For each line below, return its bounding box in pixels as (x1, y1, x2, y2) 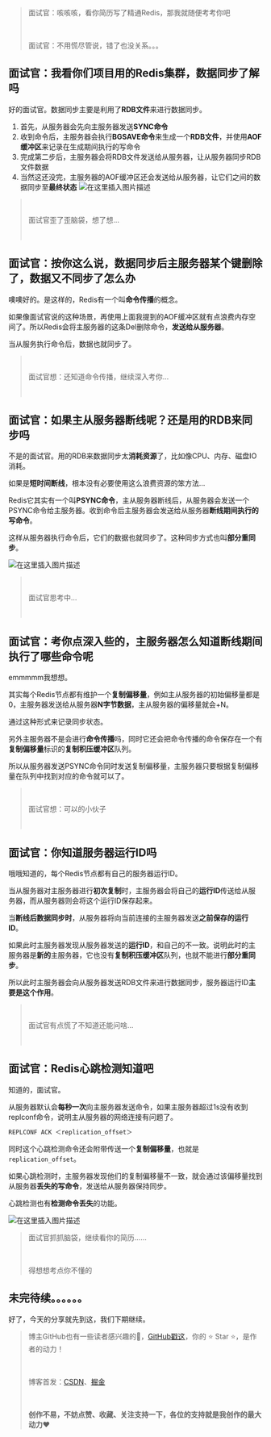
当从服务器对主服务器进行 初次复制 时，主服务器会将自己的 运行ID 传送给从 (8, 886, 249, 896)
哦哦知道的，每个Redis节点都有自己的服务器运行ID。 (8, 869, 183, 879)
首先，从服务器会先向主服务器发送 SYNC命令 (19, 121, 169, 132)
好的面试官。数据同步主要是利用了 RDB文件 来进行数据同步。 (8, 104, 207, 114)
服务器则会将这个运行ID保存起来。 (43, 896, 157, 906)
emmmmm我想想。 (8, 673, 73, 683)
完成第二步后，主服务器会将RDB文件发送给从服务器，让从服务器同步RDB (19, 152, 261, 161)
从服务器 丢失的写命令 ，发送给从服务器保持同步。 (8, 1181, 171, 1191)
